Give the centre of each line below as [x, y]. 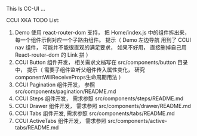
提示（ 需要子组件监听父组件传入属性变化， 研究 [86, 70]
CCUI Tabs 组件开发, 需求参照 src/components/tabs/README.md [95, 113]
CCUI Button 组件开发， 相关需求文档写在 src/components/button [95, 62]
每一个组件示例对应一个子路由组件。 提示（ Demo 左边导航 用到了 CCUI [103, 40]
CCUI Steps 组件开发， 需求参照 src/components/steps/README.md [99, 98]
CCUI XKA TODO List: [33, 20]
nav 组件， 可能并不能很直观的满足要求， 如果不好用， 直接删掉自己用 [101, 47]
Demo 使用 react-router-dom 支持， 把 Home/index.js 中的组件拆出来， [102, 33]
